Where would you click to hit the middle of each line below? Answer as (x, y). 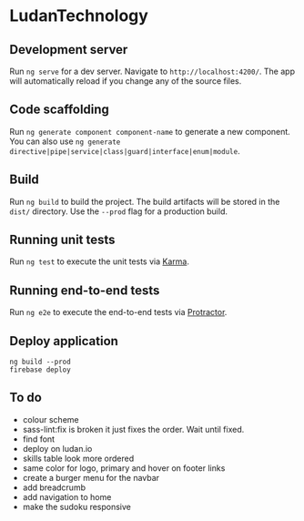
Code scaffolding (59, 110)
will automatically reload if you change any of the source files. (126, 81)
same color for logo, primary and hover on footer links (124, 468)
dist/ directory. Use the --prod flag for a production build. (118, 211)
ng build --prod (40, 362)
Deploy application (64, 341)
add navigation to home (67, 496)
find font (39, 439)
